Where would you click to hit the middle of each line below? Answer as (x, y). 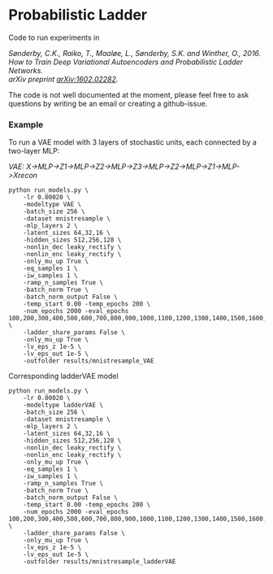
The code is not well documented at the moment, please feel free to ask (129, 94)
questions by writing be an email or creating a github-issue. (108, 103)
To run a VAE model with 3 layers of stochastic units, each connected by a (133, 142)
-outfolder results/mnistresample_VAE (89, 361)
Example (26, 124)
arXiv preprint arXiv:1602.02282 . (63, 79)
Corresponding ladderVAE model (64, 376)
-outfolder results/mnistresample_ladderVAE (100, 562)
